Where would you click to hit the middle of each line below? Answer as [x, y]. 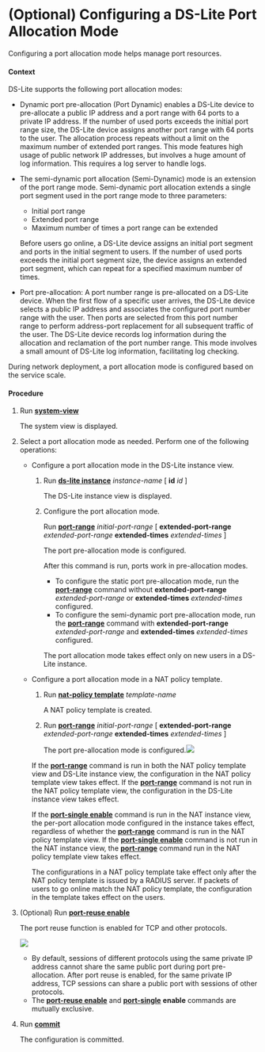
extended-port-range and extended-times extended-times [151, 632]
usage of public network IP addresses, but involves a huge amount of [133, 155]
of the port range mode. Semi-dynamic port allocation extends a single [135, 187]
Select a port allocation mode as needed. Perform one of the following [134, 442]
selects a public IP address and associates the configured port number [135, 309]
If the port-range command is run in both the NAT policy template [139, 766]
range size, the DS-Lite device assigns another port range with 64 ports [137, 130]
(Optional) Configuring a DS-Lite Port [132, 15]
